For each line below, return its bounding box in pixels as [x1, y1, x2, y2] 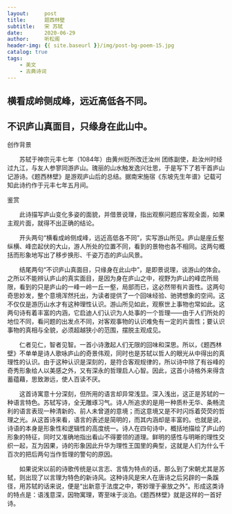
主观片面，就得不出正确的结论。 [7, 219, 98, 227]
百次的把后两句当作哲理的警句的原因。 [7, 450, 116, 458]
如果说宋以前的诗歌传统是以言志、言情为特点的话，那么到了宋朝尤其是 [19, 464, 219, 473]
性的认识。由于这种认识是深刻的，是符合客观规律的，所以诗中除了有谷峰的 [12, 357, 225, 366]
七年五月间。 [55, 181, 92, 189]
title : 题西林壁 [7, 17, 66, 23]
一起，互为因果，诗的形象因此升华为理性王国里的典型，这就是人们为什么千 [12, 441, 225, 449]
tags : [7, 55, 23, 62]
